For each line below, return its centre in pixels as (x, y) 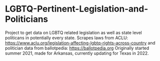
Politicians (27, 19)
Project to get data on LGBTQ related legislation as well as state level (73, 32)
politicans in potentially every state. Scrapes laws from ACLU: (67, 38)
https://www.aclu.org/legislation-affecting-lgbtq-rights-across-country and (80, 43)
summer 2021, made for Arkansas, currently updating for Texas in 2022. (77, 53)
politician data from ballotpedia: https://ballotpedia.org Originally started (77, 48)
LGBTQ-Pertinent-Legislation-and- (77, 9)
